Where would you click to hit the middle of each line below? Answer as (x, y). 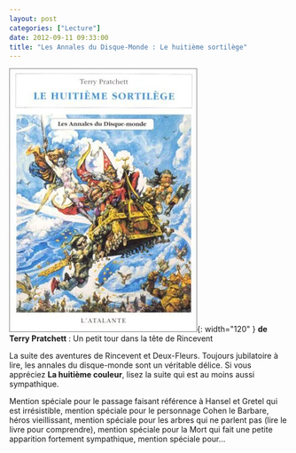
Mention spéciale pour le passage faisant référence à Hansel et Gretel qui (144, 401)
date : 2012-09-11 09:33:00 (59, 37)
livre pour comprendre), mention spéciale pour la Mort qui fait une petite (141, 430)
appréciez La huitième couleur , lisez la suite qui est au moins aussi (132, 375)
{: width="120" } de (232, 330)
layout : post (33, 19)
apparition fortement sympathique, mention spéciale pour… (117, 439)
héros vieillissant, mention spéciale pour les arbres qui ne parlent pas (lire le (148, 420)
